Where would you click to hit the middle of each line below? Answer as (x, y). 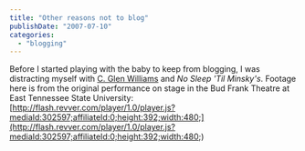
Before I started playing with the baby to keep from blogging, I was (135, 69)
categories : (32, 35)
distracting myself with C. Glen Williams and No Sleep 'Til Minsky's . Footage (153, 79)
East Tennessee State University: (72, 98)
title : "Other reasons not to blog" (79, 18)
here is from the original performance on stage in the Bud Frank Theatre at (150, 88)
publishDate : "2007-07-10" (61, 26)
